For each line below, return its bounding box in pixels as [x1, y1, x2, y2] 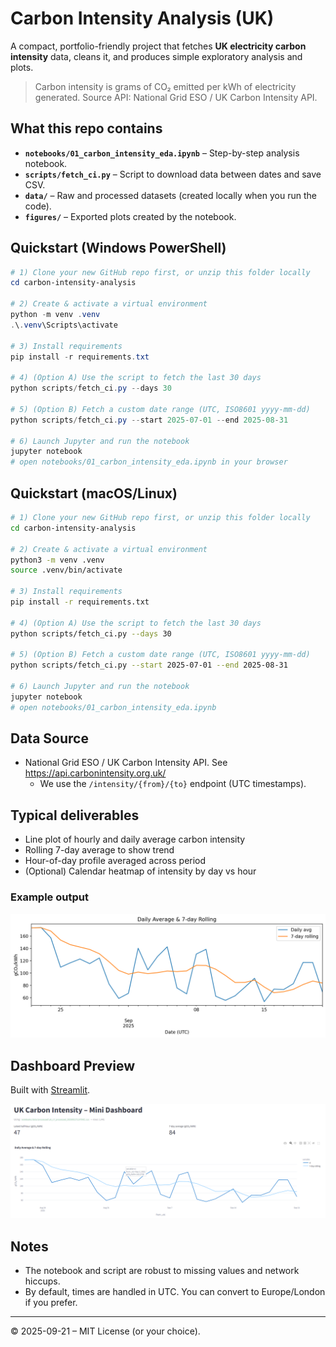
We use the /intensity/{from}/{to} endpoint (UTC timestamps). [39, 778, 307, 790]
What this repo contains [10, 120, 163, 137]
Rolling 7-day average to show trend [24, 844, 175, 856]
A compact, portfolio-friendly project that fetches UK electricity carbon [10, 40, 307, 52]
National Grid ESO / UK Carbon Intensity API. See [24, 757, 228, 769]
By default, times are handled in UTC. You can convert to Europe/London [24, 1286, 326, 1298]
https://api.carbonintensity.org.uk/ [24, 767, 167, 779]
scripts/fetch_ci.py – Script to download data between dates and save [24, 168, 322, 180]
